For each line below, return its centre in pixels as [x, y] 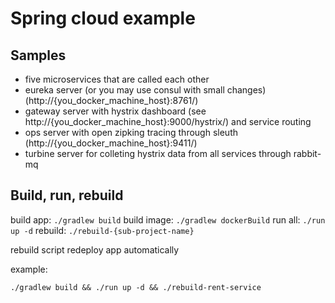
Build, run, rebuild [67, 195]
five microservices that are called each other [117, 79]
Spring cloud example [103, 18]
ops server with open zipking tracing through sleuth [131, 132]
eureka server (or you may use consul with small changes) [145, 90]
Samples [38, 55]
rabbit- [307, 153]
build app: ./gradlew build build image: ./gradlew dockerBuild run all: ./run [168, 219]
